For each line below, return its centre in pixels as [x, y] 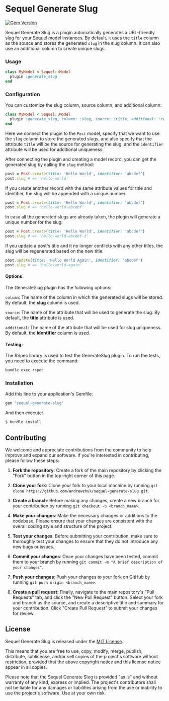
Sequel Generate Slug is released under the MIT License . [64, 641]
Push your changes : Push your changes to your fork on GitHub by [81, 577]
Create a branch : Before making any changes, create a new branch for [86, 500]
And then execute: [24, 413]
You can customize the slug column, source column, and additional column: [83, 105]
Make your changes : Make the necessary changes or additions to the [85, 515]
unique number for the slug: [34, 222]
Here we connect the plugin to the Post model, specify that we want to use [82, 133]
